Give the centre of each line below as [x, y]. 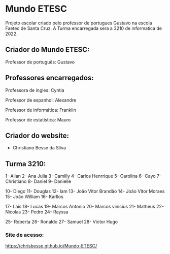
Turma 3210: [26, 164]
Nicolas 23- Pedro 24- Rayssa [37, 212]
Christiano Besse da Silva [39, 148]
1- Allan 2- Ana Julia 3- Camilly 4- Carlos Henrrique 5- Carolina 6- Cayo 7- [83, 176]
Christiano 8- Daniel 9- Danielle [38, 181]
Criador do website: [37, 135]
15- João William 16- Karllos [34, 197]
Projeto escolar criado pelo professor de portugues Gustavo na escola [79, 23]
